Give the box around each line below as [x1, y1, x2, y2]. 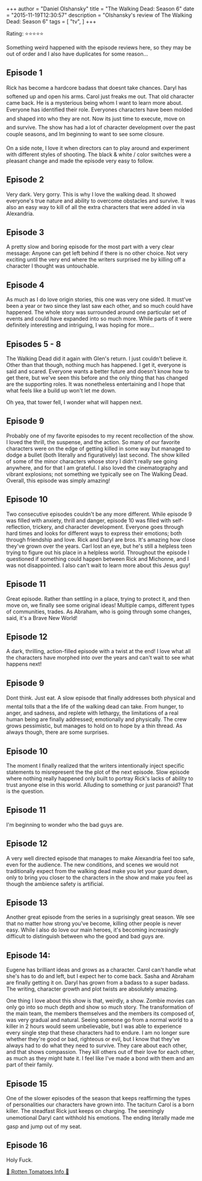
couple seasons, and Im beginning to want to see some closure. [6, 130, 164, 137]
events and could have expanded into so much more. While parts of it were [6, 315, 192, 322]
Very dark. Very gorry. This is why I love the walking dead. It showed [6, 190, 176, 198]
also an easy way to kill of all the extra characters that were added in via [6, 203, 185, 210]
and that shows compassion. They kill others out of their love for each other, [6, 1048, 195, 1056]
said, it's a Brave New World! [6, 614, 78, 621]
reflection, [6, 523, 32, 530]
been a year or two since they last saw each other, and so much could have [6, 302, 194, 310]
